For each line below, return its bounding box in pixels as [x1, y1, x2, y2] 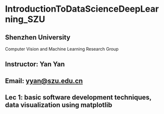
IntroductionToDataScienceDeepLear [5, 3, 159, 15]
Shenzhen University [5, 33, 71, 41]
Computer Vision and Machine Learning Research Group [5, 46, 119, 52]
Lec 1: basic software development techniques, [5, 94, 152, 102]
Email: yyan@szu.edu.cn [5, 76, 83, 85]
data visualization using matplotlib [5, 101, 112, 109]
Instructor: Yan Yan [5, 60, 65, 69]
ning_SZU [5, 14, 45, 25]
